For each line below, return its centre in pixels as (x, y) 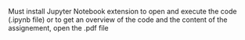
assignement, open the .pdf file (59, 28)
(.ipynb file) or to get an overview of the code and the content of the (118, 20)
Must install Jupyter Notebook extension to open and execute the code (122, 11)
